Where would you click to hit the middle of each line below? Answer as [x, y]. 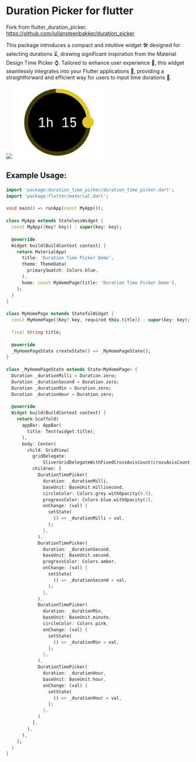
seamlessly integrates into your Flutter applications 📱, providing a [85, 71]
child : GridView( [48, 450]
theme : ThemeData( [44, 264]
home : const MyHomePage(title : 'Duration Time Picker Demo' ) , [99, 283]
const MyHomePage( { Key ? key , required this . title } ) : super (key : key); [101, 320]
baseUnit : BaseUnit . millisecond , [84, 487]
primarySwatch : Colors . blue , [63, 271]
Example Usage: [36, 175]
